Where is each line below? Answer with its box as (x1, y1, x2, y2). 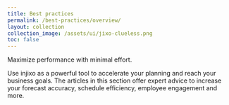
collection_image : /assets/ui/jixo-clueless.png (7, 29, 153, 37)
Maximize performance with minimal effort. (7, 55, 132, 64)
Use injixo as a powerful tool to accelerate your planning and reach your (7, 69, 216, 78)
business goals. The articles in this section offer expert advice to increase (7, 76, 222, 85)
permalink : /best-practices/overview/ (7, 17, 121, 24)
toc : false (7, 36, 39, 43)
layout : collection (7, 23, 65, 30)
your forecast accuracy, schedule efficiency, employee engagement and (7, 84, 218, 92)
